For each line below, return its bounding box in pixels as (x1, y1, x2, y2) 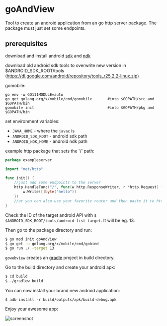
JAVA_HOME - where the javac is (12, 128, 75, 133)
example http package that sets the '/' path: (5, 148, 94, 154)
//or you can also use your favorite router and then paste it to (14, 198, 155, 203)
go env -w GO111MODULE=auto (5, 92, 64, 97)
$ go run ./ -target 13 (5, 246, 55, 251)
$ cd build (5, 274, 28, 279)
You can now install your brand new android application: (5, 288, 120, 293)
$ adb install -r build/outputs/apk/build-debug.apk (5, 297, 117, 302)
